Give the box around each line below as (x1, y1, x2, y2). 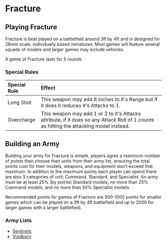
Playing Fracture (5, 23, 57, 31)
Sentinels (12, 228, 32, 234)
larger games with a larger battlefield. (5, 205, 82, 211)
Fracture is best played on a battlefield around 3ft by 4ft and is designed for (5, 36, 160, 42)
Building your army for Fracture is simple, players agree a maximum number (5, 153, 161, 159)
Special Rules (5, 68, 39, 75)
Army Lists (5, 217, 32, 224)
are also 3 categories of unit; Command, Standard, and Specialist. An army (5, 174, 158, 180)
